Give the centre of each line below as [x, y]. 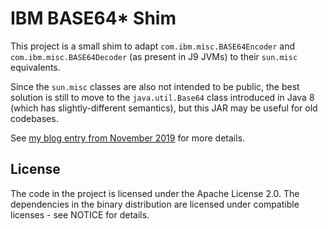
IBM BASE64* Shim [93, 18]
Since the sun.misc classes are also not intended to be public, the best [155, 86]
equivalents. [35, 67]
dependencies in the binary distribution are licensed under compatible [155, 204]
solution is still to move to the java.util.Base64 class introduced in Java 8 [162, 97]
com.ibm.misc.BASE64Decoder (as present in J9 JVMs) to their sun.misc [154, 56]
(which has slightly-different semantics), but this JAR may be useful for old [164, 108]
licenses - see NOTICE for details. [80, 214]
